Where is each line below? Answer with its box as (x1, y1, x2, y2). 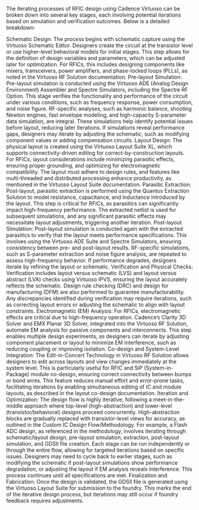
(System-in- (144, 364, 173, 371)
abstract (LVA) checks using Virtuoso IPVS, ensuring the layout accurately (6, 276, 188, 283)
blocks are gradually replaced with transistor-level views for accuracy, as (6, 415, 185, 422)
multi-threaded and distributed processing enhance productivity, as (6, 175, 172, 182)
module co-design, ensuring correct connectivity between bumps (30, 371, 192, 377)
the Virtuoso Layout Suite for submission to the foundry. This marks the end (6, 484, 192, 492)
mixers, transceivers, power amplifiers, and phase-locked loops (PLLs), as (6, 67, 188, 74)
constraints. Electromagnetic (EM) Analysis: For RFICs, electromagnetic (6, 308, 181, 314)
